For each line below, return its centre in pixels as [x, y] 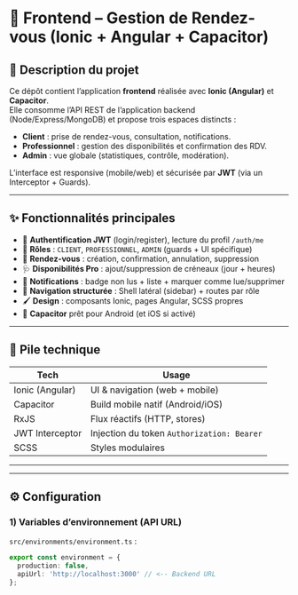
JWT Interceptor [48, 432]
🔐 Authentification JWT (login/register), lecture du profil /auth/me [143, 240]
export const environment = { [65, 558]
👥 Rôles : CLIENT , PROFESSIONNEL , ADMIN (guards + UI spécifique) [137, 249]
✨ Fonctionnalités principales [92, 218]
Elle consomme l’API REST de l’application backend [102, 110]
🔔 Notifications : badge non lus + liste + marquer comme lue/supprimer [153, 281]
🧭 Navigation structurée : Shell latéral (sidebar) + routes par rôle [141, 290]
